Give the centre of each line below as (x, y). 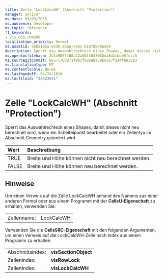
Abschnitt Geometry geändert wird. (41, 138)
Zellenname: (22, 218)
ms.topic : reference (26, 28)
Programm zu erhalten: (28, 240)
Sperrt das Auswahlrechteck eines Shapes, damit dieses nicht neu (72, 127)
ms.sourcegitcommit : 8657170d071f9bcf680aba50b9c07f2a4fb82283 (71, 60)
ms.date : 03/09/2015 (26, 19)
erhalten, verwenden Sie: (30, 206)
